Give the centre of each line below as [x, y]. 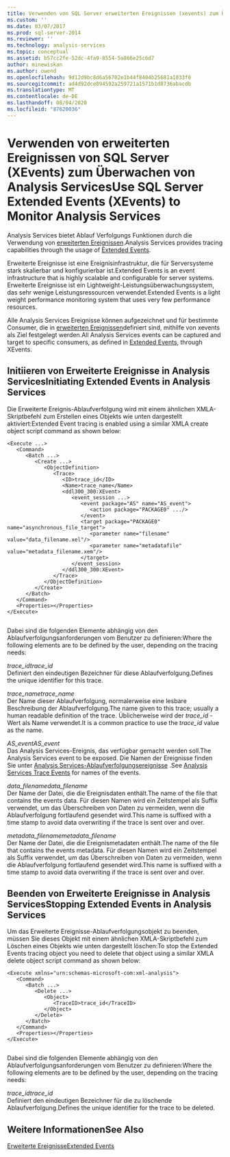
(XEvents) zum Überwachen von [101, 172]
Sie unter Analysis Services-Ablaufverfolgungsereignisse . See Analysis [107, 765]
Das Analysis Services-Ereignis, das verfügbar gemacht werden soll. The [109, 751]
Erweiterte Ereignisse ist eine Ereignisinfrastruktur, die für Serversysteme [110, 263]
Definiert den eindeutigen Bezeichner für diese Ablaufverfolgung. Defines [110, 673]
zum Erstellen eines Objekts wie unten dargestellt [113, 416]
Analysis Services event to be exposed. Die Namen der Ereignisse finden [110, 758]
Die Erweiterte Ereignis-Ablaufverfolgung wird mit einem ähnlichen [101, 409]
